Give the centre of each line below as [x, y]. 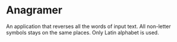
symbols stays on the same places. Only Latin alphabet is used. [83, 32]
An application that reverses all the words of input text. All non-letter [88, 26]
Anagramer [34, 10]
